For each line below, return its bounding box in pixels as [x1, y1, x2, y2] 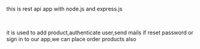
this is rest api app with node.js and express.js [6, 6, 123, 12]
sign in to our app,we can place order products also [6, 36, 136, 42]
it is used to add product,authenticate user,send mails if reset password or [6, 29, 194, 36]
